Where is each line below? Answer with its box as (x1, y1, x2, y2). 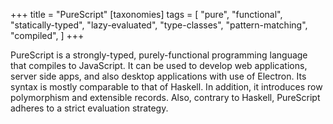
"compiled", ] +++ (10, 30, 85, 41)
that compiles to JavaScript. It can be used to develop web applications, (10, 60, 308, 71)
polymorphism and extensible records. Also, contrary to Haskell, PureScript (10, 92, 321, 103)
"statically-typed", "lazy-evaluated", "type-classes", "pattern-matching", (10, 19, 308, 31)
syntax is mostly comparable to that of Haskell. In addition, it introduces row (10, 81, 323, 93)
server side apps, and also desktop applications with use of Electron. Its (10, 70, 307, 82)
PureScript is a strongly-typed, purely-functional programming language (10, 49, 308, 61)
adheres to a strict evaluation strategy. (10, 102, 169, 114)
